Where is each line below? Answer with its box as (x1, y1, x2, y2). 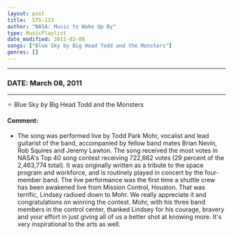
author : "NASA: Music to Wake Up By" (7, 23, 116, 30)
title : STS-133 (7, 17, 54, 24)
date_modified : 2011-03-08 (7, 36, 85, 43)
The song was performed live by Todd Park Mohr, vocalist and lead (17, 132, 209, 140)
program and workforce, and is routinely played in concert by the (17, 168, 203, 177)
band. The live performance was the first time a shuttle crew (42, 176, 216, 184)
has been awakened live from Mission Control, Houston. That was (17, 183, 206, 191)
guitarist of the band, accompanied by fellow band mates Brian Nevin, (17, 139, 217, 148)
